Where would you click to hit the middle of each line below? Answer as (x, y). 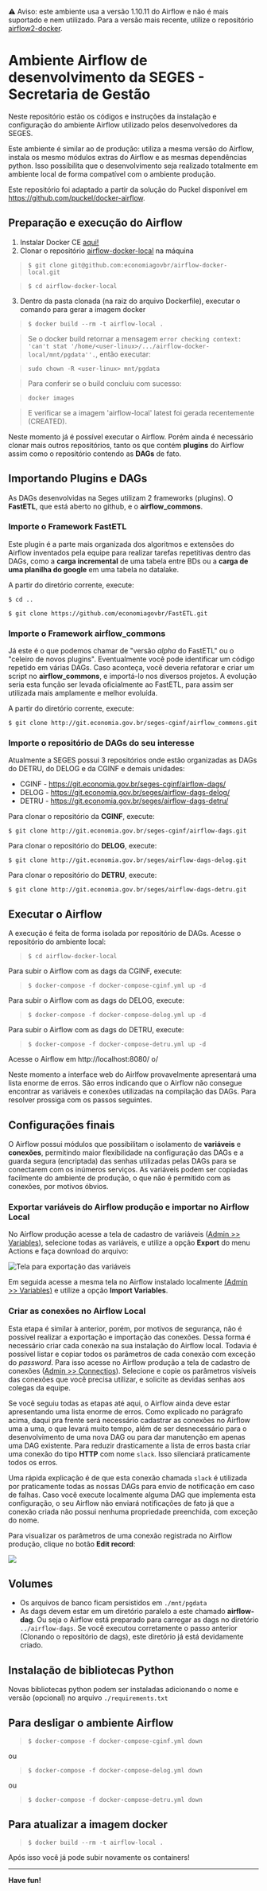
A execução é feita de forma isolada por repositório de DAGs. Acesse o (125, 934)
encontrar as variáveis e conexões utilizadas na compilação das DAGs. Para (132, 1092)
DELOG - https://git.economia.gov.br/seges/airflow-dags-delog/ (125, 793)
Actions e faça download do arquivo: (68, 1251)
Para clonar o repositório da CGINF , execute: (81, 817)
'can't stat (47, 346)
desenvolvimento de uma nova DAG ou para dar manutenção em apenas (127, 1437)
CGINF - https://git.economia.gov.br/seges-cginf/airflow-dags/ (123, 784)
